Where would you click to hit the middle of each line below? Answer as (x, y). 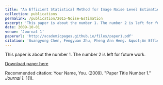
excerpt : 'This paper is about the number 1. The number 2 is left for (79, 23)
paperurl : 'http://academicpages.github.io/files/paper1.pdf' (69, 36)
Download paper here (27, 63)
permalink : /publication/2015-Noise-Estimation (54, 18)
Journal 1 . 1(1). (19, 78)
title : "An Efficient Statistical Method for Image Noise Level (71, 9)
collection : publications (31, 14)
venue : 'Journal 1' (25, 32)
